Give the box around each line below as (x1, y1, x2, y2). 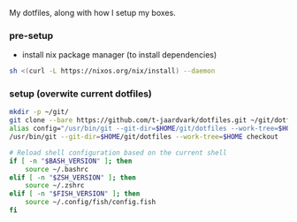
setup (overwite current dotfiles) (9, 88, 152, 100)
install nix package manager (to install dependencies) (21, 50, 217, 60)
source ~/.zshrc (25, 181, 86, 190)
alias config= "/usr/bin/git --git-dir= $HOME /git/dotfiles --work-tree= (9, 124, 278, 134)
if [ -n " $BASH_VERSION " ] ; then (9, 157, 133, 165)
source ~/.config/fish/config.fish (25, 198, 156, 207)
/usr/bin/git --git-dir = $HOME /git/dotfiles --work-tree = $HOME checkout (9, 133, 278, 142)
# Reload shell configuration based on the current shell (9, 148, 227, 157)
